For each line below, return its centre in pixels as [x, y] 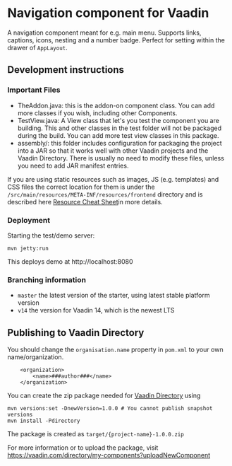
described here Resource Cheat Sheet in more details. [85, 202]
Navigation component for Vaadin [108, 13]
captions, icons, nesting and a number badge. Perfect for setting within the [116, 40]
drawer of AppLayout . [38, 47]
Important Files [34, 90]
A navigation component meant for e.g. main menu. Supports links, [104, 33]
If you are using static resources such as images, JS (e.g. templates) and [113, 179]
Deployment [29, 220]
